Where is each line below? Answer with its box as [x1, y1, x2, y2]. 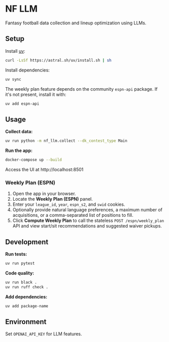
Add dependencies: [5, 293, 47, 299]
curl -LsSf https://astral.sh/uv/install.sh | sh [5, 58, 112, 63]
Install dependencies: [5, 67, 50, 73]
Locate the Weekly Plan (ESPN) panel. [12, 196, 93, 202]
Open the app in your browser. [12, 191, 76, 197]
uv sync [5, 77, 22, 82]
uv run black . [5, 280, 37, 285]
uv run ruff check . [5, 284, 49, 289]
